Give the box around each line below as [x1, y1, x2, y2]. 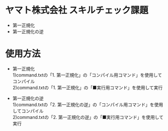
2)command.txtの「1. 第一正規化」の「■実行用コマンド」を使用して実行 [12, 84, 163, 91]
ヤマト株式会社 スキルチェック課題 [5, 5, 148, 16]
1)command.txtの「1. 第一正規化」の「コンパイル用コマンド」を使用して [12, 72, 162, 78]
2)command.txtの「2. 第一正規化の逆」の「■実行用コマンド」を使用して [12, 114, 164, 120]
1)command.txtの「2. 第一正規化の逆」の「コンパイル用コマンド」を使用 [12, 101, 163, 107]
